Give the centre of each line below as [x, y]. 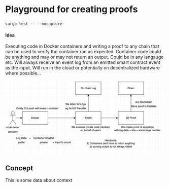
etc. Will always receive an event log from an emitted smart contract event [83, 62]
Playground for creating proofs [72, 9]
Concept [19, 168]
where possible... [23, 73]
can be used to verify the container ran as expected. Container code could [83, 52]
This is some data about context [39, 180]
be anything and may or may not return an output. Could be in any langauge [84, 57]
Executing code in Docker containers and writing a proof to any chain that [82, 46]
